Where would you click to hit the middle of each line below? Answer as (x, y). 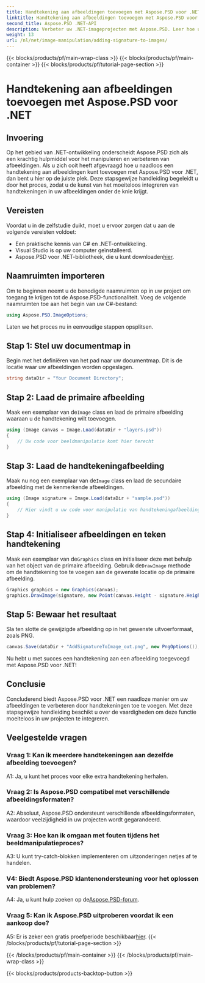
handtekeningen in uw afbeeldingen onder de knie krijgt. (77, 191)
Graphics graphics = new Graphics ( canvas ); (63, 589)
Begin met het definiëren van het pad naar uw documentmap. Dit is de (95, 361)
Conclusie (26, 684)
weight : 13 (20, 35)
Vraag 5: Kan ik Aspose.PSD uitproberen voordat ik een (90, 916)
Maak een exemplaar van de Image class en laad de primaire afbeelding (95, 412)
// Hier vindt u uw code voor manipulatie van (77, 510)
